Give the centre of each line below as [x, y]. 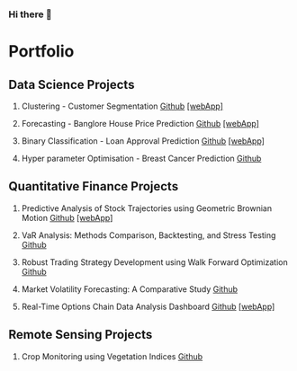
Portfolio [41, 52]
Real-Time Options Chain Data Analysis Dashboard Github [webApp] [148, 306]
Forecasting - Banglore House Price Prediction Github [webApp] [140, 123]
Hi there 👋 [31, 14]
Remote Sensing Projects [81, 335]
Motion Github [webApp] [67, 217]
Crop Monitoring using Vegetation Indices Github [112, 356]
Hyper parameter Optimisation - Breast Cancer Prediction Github [141, 158]
